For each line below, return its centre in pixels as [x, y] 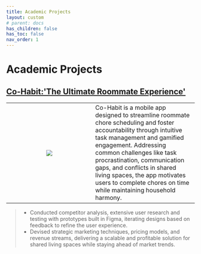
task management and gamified [140, 138]
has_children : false [32, 29]
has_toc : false [25, 34]
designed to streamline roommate [143, 115]
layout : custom [25, 17]
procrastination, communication [140, 160]
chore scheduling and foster [135, 122]
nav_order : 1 [22, 40]
